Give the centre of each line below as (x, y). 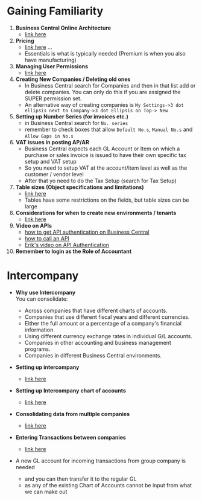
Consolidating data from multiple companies (73, 414)
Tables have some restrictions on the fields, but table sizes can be (107, 200)
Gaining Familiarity (55, 11)
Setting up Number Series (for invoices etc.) (72, 117)
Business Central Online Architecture (63, 28)
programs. (37, 349)
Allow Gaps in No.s (49, 136)
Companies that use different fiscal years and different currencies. (107, 317)
